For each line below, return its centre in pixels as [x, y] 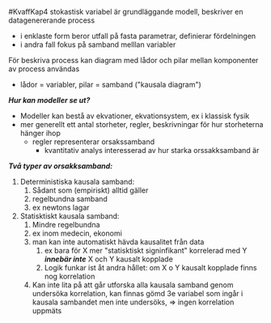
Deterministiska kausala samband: [77, 182]
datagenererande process [52, 20]
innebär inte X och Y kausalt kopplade [109, 259]
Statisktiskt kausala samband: [70, 216]
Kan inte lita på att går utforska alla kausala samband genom [133, 285]
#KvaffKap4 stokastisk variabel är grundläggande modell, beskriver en [126, 12]
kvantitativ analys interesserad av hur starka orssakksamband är [152, 150]
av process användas [44, 69]
